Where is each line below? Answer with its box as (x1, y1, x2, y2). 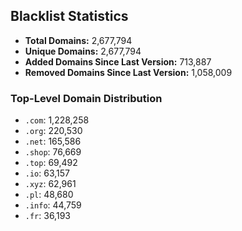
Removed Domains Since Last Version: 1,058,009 (24, 66, 233, 78)
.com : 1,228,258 (24, 114, 90, 126)
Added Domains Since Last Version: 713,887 (24, 55, 212, 68)
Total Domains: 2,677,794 (24, 34, 133, 46)
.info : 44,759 (24, 199, 82, 211)
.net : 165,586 (24, 135, 82, 148)
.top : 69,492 (24, 157, 78, 169)
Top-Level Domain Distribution (10, 91, 163, 105)
